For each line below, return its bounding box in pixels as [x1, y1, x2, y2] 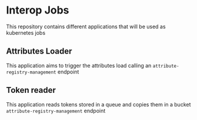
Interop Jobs [6, 4, 69, 17]
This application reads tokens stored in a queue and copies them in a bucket [6, 101, 191, 108]
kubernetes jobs [6, 29, 46, 36]
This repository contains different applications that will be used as [6, 23, 166, 30]
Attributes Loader [6, 46, 72, 56]
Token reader [6, 85, 56, 95]
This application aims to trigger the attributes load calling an [6, 62, 152, 69]
